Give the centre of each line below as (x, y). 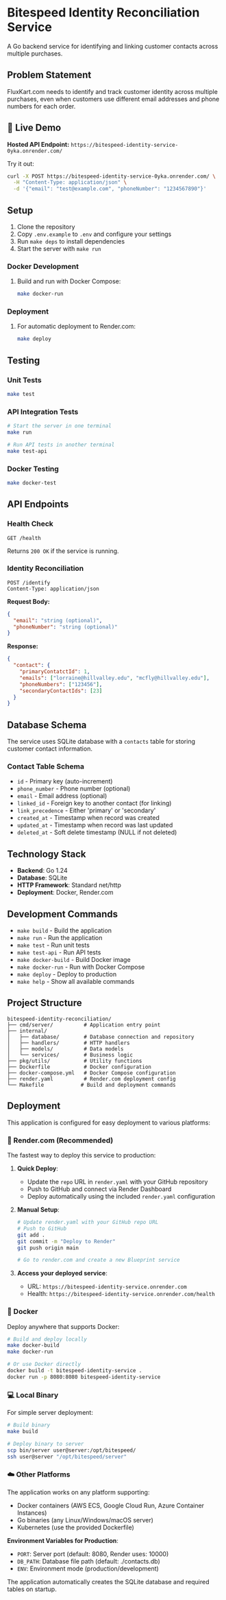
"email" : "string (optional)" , (58, 620)
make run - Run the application (60, 938)
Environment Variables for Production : (63, 1540)
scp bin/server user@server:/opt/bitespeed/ (72, 1450)
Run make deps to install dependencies (71, 241)
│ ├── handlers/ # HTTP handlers (68, 1043)
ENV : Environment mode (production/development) (88, 1568)
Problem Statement (49, 75)
